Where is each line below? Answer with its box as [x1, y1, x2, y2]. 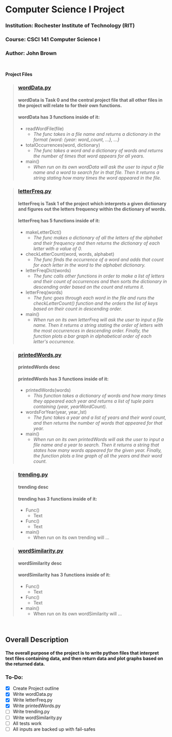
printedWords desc [17, 364, 61, 370]
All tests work [12, 720, 42, 726]
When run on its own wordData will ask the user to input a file [33, 164, 164, 170]
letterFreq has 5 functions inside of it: [17, 218, 100, 224]
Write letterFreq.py [12, 697, 53, 703]
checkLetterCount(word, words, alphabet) [25, 251, 114, 257]
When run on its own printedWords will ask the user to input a [33, 436, 164, 443]
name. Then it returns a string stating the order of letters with [33, 322, 163, 328]
